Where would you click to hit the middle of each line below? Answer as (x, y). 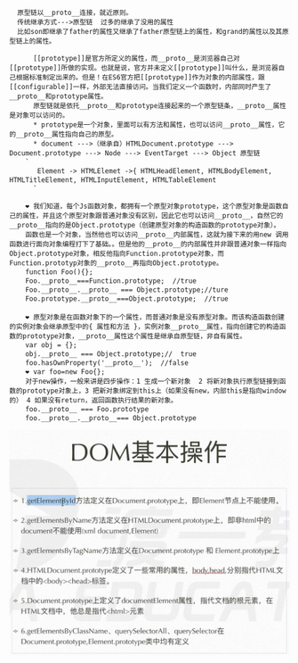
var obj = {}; (51, 345)
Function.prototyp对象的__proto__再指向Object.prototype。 (116, 263)
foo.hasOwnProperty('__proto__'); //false (107, 363)
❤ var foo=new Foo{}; (65, 372)
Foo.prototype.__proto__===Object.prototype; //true (127, 299)
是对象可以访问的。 (39, 115)
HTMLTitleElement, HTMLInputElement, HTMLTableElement (113, 180)
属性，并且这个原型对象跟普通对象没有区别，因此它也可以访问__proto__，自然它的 (153, 216)
